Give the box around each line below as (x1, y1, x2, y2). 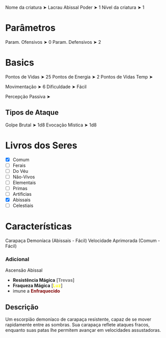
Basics (5, 57, 35, 68)
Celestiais (12, 202, 34, 209)
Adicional (5, 256, 30, 263)
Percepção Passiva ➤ (5, 93, 51, 99)
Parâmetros (5, 22, 56, 34)
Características (5, 221, 72, 232)
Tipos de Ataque (5, 108, 59, 117)
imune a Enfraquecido (12, 288, 60, 294)
